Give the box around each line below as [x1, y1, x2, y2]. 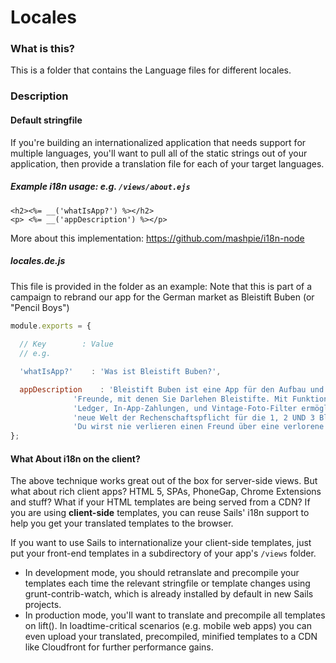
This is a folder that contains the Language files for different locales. [10, 64, 292, 76]
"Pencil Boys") [10, 301, 70, 313]
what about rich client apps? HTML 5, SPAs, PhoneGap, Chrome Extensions [10, 486, 322, 498]
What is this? [10, 42, 75, 56]
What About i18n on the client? [10, 452, 141, 465]
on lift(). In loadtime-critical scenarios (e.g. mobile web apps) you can [24, 620, 312, 632]
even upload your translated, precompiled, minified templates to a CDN [24, 631, 318, 643]
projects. [24, 599, 62, 611]
